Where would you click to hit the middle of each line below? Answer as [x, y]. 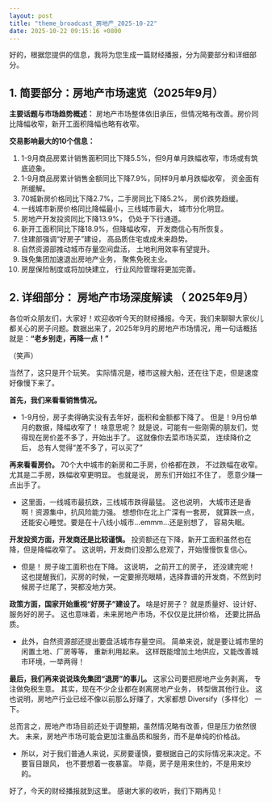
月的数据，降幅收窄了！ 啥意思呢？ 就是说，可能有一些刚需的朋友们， [136, 427]
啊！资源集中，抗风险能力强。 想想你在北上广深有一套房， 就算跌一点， [140, 512]
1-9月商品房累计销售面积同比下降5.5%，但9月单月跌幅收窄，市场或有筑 [140, 158]
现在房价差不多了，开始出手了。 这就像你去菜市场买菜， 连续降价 [136, 437]
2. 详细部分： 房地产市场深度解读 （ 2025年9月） [132, 297]
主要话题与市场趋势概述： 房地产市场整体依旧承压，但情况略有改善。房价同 [134, 114]
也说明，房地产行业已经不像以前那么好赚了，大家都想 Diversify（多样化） [131, 699]
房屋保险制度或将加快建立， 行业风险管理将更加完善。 [110, 269]
